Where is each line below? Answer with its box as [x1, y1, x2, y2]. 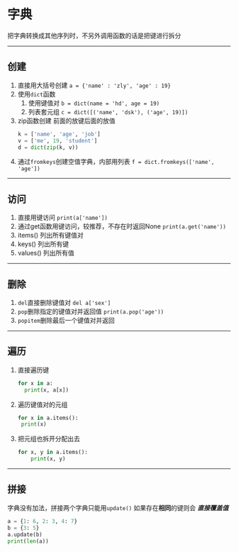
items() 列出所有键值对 [17, 231, 84, 240]
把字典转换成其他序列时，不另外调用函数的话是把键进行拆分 [7, 31, 181, 40]
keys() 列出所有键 [17, 240, 69, 248]
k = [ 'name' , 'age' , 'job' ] [17, 131, 101, 138]
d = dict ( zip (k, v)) [17, 143, 79, 151]
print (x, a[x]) [24, 386, 69, 394]
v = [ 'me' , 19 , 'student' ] [17, 137, 98, 144]
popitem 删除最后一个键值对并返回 [17, 316, 115, 324]
